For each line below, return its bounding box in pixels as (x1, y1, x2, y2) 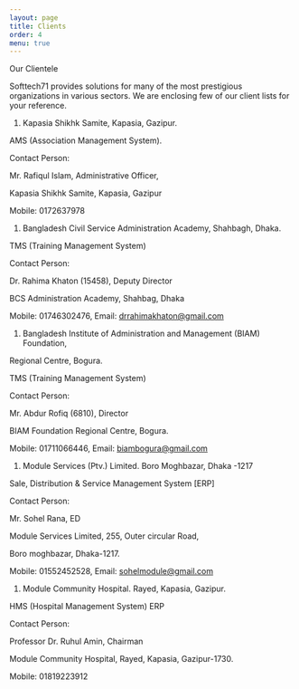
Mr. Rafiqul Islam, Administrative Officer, (9, 170, 160, 181)
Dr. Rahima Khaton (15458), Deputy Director (9, 275, 173, 286)
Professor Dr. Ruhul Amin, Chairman (9, 636, 144, 647)
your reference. (9, 100, 68, 111)
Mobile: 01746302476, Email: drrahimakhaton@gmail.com (9, 311, 224, 321)
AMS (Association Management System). (9, 135, 163, 146)
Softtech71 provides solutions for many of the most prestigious (9, 81, 243, 91)
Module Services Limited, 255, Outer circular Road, (9, 531, 200, 541)
